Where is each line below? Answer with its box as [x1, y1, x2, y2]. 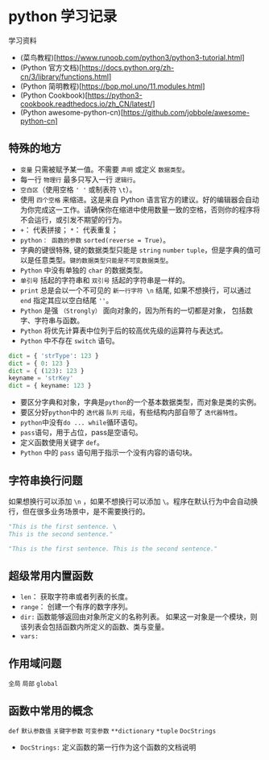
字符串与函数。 [34, 315, 85, 325]
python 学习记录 [8, 7, 118, 26]
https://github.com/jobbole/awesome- [123, 107, 250, 117]
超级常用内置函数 [8, 569, 93, 583]
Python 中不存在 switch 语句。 [19, 335, 119, 345]
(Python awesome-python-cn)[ [19, 107, 124, 117]
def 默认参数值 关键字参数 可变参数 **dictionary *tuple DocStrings [8, 727, 217, 735]
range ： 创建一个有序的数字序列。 [19, 602, 133, 612]
